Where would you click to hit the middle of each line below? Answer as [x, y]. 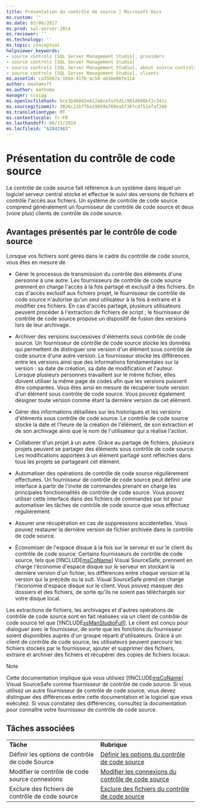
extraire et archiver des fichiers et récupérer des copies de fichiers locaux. [98, 655]
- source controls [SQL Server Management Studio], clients [83, 73]
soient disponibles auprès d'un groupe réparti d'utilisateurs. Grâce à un [94, 635]
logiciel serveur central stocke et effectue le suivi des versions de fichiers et [100, 194]
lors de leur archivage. [42, 325]
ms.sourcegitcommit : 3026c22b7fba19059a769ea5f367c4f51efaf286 [87, 106]
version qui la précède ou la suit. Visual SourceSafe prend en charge [99, 579]
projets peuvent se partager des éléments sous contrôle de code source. [105, 449]
